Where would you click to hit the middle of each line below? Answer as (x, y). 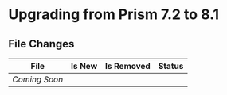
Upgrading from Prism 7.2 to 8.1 (114, 15)
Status (171, 66)
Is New (84, 66)
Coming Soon (38, 79)
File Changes (41, 44)
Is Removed (128, 66)
